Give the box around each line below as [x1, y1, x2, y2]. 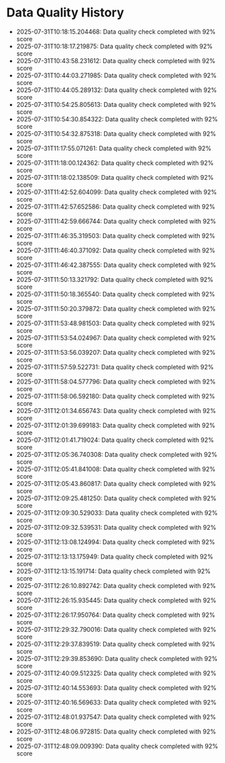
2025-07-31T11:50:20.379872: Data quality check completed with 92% [16, 304, 216, 313]
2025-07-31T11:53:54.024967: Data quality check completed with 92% [16, 333, 216, 342]
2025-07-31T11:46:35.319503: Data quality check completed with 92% [16, 231, 215, 239]
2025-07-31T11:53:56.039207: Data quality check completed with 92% [16, 348, 216, 356]
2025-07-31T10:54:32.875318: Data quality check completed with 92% [16, 129, 217, 138]
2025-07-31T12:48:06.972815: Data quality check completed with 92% [16, 727, 217, 736]
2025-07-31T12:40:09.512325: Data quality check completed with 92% [16, 669, 217, 677]
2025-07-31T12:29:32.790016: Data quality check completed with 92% [16, 625, 217, 633]
